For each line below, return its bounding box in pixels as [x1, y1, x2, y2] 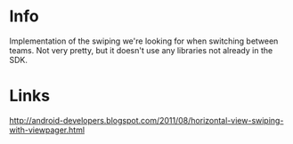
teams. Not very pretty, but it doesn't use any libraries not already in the [9, 44, 273, 55]
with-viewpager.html [9, 124, 85, 135]
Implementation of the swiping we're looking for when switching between [9, 36, 279, 46]
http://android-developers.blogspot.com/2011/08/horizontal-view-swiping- [9, 115, 284, 125]
